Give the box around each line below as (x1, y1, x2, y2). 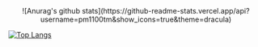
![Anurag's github (22, 6, 81, 15)
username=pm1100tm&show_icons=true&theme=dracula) (40, 14, 232, 24)
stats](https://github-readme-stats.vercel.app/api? (82, 6, 250, 15)
